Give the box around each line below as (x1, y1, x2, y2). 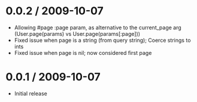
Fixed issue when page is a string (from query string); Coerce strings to (14, 36, 191, 44)
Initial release (14, 89, 47, 97)
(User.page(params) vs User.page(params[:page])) (14, 30, 141, 37)
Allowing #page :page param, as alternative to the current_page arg (14, 24, 182, 31)
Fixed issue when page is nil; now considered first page (14, 49, 152, 56)
